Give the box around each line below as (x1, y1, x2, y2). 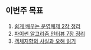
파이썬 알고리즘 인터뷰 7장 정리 (14, 30, 85, 37)
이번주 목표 (5, 5, 44, 16)
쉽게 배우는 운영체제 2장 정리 (14, 23, 81, 30)
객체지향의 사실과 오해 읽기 (14, 37, 76, 45)
